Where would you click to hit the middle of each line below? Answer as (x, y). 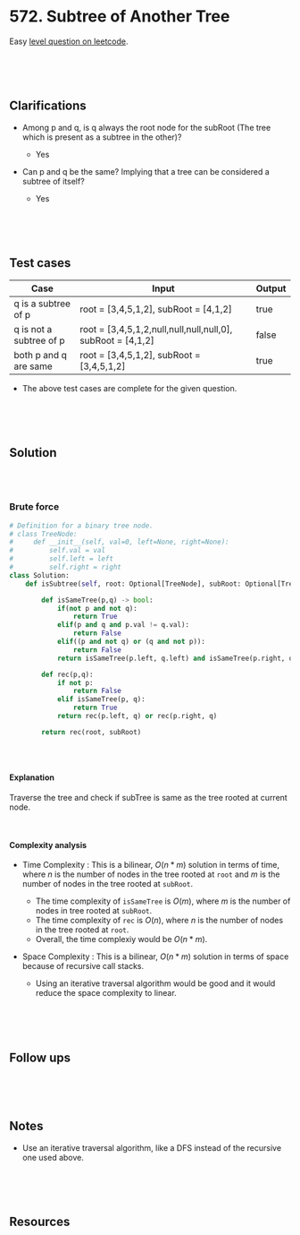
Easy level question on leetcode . (69, 41)
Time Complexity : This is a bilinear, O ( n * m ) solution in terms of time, (150, 865)
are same (33, 366)
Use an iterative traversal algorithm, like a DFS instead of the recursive (152, 1147)
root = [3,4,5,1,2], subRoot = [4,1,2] (156, 309)
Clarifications (48, 106)
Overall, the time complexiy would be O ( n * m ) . (121, 939)
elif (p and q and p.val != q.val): (123, 625)
